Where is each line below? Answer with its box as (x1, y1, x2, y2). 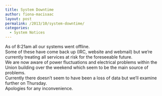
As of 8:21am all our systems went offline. (5, 44, 90, 49)
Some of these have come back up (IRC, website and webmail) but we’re (5, 49, 153, 55)
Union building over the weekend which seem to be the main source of (5, 64, 149, 70)
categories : (5, 26, 30, 31)
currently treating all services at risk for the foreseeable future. (5, 54, 133, 60)
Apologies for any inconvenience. (5, 86, 73, 91)
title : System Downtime (5, 7, 54, 12)
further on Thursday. (5, 80, 47, 86)
